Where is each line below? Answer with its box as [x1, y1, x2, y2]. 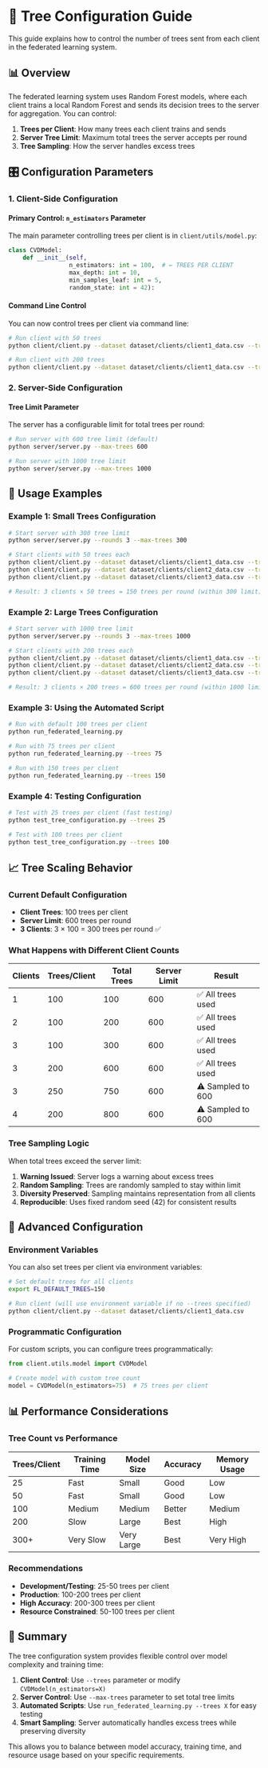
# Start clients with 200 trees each [8, 646, 134, 654]
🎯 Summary [8, 1630, 68, 1643]
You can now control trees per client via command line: [8, 318, 189, 328]
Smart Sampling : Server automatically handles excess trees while [19, 1718, 237, 1727]
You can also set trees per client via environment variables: [8, 1262, 203, 1272]
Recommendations [8, 1563, 84, 1574]
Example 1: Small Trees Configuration [8, 511, 156, 522]
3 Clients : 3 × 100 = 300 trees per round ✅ [19, 924, 162, 934]
